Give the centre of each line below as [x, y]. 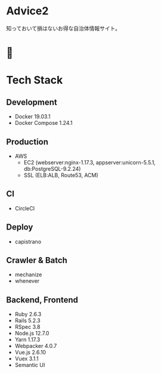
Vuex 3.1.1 [27, 359]
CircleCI [24, 208]
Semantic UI [30, 365]
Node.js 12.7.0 [32, 334]
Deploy [20, 227]
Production [27, 142]
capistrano [28, 241]
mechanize [28, 275]
